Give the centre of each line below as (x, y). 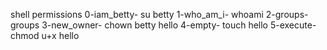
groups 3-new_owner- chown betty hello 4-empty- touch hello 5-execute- (163, 25)
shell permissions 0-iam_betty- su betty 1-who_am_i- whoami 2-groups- (159, 14)
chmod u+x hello (45, 35)
